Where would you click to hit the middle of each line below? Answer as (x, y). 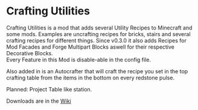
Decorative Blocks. (30, 53)
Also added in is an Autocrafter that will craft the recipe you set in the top (97, 71)
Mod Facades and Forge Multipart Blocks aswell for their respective (91, 47)
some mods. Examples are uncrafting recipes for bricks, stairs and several (99, 34)
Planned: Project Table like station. (49, 89)
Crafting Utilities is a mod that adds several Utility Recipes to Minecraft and (99, 28)
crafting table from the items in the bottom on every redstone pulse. (91, 78)
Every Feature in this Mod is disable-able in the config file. (78, 60)
